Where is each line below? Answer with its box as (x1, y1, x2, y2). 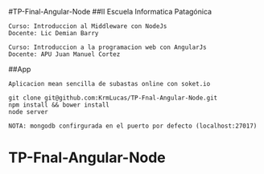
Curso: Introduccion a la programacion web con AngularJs (8, 43, 207, 51)
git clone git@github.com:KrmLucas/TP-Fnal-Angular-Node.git (8, 94, 218, 102)
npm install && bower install (8, 101, 110, 109)
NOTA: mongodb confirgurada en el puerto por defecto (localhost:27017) (8, 122, 258, 130)
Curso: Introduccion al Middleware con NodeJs (8, 22, 167, 30)
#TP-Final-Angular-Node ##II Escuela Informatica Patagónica (8, 7, 212, 16)
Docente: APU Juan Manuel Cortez (8, 51, 121, 59)
